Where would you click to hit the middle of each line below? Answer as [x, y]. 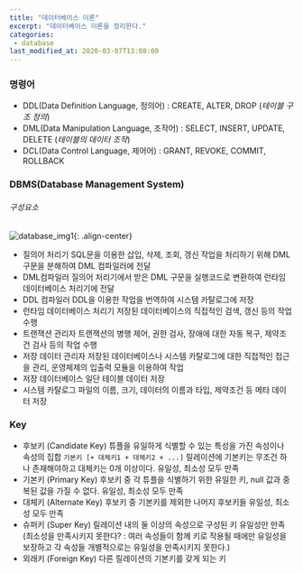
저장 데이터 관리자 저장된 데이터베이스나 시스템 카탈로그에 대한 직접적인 [147, 356]
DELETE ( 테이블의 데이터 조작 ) [76, 140]
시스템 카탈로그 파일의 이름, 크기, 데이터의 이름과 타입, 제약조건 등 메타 [146, 390]
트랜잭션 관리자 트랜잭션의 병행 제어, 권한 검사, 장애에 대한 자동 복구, [142, 333]
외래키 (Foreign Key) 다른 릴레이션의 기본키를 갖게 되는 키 [124, 558]
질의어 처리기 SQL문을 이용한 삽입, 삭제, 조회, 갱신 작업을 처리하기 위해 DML [156, 254]
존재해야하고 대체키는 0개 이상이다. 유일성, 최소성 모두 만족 [136, 468]
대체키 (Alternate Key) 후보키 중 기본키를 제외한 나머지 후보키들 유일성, [147, 502]
